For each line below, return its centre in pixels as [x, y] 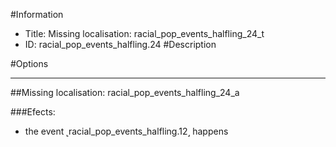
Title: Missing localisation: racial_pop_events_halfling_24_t [144, 33]
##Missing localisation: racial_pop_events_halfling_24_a [125, 92]
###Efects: [33, 112]
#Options [29, 63]
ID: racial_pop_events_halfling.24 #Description [120, 44]
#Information [37, 14]
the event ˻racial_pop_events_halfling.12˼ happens [126, 131]
